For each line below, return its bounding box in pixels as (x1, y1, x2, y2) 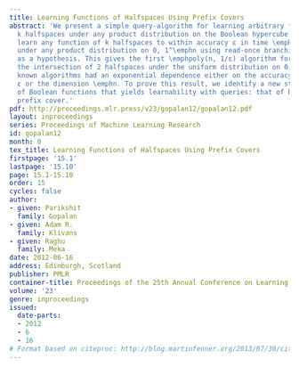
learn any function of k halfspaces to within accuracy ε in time (17, 37, 269, 47)
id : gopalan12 (9, 129, 62, 138)
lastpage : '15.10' (9, 162, 77, 171)
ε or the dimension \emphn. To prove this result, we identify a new (17, 79, 280, 88)
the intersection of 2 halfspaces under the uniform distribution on (17, 63, 280, 72)
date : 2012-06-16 (9, 253, 74, 263)
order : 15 (9, 179, 46, 188)
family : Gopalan (17, 211, 77, 221)
